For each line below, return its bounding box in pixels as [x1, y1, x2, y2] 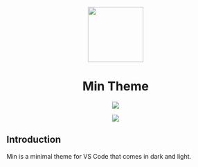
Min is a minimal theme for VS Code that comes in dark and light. [6, 152, 192, 160]
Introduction [6, 134, 62, 146]
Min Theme [82, 79, 150, 95]
